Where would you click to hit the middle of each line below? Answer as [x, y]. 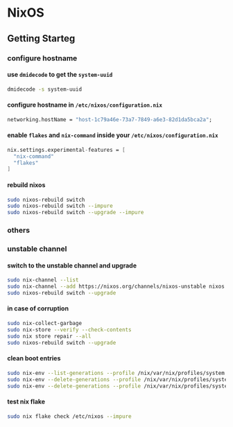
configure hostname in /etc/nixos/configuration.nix [85, 105]
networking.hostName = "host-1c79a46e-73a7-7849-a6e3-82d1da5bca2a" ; [110, 119]
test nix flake [26, 401]
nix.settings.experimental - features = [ [67, 150]
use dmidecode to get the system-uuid [60, 75]
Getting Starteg [41, 38]
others [18, 230]
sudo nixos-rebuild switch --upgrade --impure [76, 213]
